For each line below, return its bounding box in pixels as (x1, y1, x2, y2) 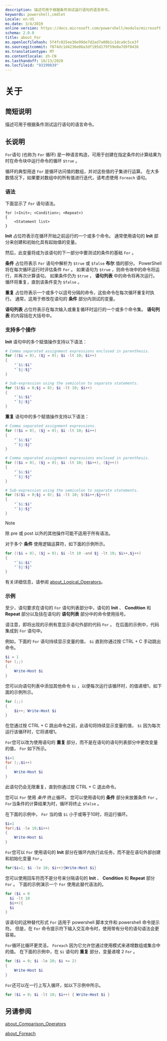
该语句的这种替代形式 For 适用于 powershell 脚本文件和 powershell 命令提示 (5, 919, 160, 925)
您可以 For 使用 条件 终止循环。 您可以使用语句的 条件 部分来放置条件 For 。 (5, 794, 161, 800)
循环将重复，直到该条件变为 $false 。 (5, 279, 82, 285)
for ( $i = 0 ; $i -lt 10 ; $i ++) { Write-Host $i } (5, 992, 110, 997)
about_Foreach (5, 1030, 36, 1037)
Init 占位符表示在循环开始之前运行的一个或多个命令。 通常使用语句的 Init (5, 233, 153, 239)
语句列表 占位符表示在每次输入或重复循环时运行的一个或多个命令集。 (5, 306, 146, 312)
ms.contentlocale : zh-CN (5, 53, 57, 59)
